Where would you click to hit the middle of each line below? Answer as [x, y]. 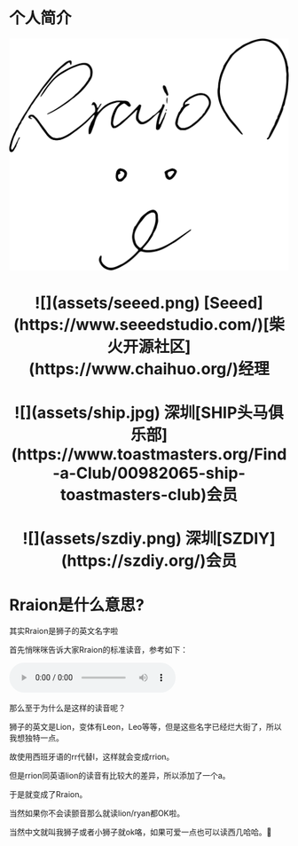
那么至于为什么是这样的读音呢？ [67, 708]
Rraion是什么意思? [77, 605]
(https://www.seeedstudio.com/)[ [141, 324]
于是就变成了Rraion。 [48, 795]
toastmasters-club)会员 [149, 495]
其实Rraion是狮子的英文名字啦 [64, 631]
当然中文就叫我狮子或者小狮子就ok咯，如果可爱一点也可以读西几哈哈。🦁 [141, 832]
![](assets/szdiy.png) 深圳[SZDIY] [149, 539]
